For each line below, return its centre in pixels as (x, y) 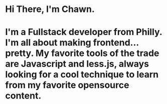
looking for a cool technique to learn (82, 75)
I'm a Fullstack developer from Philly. (84, 32)
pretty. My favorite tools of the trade (82, 53)
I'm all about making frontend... (72, 43)
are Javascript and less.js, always (77, 64)
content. (23, 96)
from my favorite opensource (67, 85)
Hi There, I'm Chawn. (50, 9)
